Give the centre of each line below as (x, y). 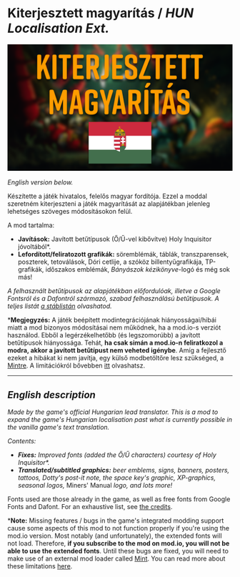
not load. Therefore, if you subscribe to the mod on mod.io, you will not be (119, 543)
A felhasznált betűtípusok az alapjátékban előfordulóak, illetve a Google (114, 291)
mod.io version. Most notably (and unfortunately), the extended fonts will (115, 536)
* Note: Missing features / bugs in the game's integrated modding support (116, 521)
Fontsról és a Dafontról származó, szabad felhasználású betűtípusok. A (113, 299)
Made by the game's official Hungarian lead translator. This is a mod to (113, 412)
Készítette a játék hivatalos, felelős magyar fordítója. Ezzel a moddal (107, 196)
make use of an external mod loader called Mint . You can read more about (116, 558)
